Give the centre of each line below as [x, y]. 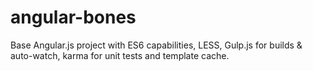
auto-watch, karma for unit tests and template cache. [120, 55]
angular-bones [73, 17]
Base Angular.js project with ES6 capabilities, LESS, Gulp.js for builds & [156, 45]
